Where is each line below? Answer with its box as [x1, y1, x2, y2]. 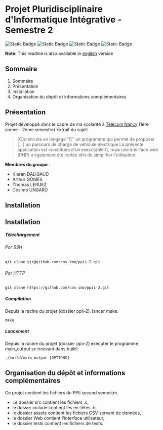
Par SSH [5, 244, 23, 250]
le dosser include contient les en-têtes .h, [12, 404, 97, 410]
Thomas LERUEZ [12, 182, 47, 188]
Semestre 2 [5, 25, 53, 36]
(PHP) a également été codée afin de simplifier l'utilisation [17, 152, 136, 158]
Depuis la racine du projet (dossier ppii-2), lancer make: [5, 308, 119, 314]
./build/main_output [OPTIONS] [5, 355, 70, 361]
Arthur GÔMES [12, 176, 43, 182]
